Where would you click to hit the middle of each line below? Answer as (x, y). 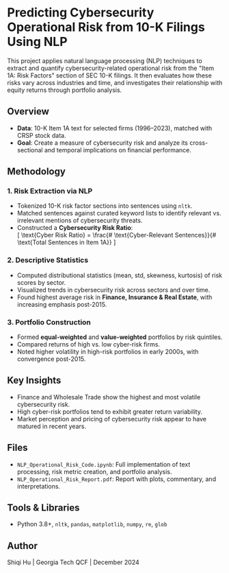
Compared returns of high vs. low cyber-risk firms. (89, 344)
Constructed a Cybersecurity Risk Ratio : (75, 228)
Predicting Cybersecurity (81, 13)
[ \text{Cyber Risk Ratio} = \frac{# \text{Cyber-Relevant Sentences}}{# (117, 235)
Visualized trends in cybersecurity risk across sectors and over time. (113, 290)
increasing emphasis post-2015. (62, 304)
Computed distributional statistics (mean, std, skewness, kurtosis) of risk (119, 275)
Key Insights (34, 381)
